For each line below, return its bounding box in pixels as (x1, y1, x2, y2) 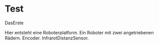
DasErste (5, 20, 24, 26)
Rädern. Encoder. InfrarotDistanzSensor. (5, 35, 89, 41)
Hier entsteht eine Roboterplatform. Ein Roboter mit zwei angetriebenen (5, 29, 154, 35)
